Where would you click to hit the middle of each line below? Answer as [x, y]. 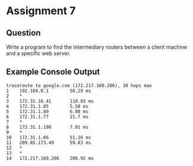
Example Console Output [53, 72]
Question [23, 33]
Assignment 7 [41, 11]
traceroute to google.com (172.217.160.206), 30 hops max [79, 85]
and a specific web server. [38, 53]
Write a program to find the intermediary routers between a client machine [97, 47]
